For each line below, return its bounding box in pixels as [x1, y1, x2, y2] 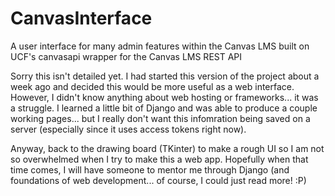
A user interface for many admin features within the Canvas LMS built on [10, 40, 310, 52]
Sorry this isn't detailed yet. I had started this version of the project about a [10, 70, 320, 82]
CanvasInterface [10, 7, 153, 30]
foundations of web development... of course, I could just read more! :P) [10, 174, 307, 186]
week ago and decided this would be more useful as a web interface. [10, 80, 295, 92]
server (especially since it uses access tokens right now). [10, 123, 247, 135]
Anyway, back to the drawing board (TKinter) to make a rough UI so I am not [10, 142, 325, 154]
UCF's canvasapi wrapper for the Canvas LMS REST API [10, 50, 243, 62]
